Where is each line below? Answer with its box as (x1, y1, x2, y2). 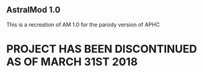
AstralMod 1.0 (6, 5, 61, 15)
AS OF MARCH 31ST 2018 (6, 55, 138, 68)
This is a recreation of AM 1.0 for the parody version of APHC (6, 21, 160, 28)
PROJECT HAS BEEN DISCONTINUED (6, 42, 198, 56)
